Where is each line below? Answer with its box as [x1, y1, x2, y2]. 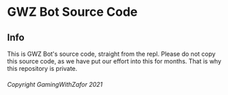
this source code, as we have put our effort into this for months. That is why [7, 57, 222, 65]
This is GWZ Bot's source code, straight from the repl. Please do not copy [7, 50, 216, 58]
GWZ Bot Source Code [7, 4, 138, 20]
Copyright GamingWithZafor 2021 [7, 80, 103, 88]
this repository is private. [7, 65, 78, 72]
